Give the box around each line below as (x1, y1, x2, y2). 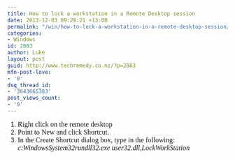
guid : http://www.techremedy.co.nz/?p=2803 (7, 62, 136, 69)
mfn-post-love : (7, 68, 52, 75)
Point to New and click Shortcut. (17, 128, 110, 136)
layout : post (7, 56, 45, 63)
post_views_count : (7, 95, 61, 102)
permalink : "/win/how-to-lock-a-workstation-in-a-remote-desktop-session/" (7, 23, 233, 30)
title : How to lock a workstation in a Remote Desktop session (7, 10, 196, 17)
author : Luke (7, 50, 45, 56)
